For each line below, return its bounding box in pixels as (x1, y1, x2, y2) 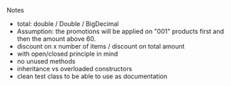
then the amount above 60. (16, 35, 96, 43)
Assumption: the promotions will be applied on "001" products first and (16, 27, 225, 35)
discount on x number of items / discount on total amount (16, 42, 185, 50)
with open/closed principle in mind (16, 49, 118, 58)
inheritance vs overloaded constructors (16, 65, 133, 73)
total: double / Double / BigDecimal (16, 20, 119, 27)
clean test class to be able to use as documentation (16, 72, 168, 80)
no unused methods (16, 57, 76, 66)
